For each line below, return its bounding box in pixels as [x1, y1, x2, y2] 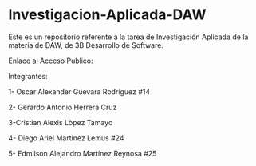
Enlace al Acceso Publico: [8, 56, 93, 65]
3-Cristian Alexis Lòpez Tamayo [8, 117, 113, 127]
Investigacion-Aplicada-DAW [8, 6, 207, 24]
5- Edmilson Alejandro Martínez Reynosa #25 [8, 148, 157, 158]
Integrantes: [8, 71, 48, 81]
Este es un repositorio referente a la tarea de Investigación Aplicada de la [8, 32, 249, 41]
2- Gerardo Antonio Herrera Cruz [8, 102, 117, 112]
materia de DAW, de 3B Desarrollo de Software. [8, 40, 163, 49]
